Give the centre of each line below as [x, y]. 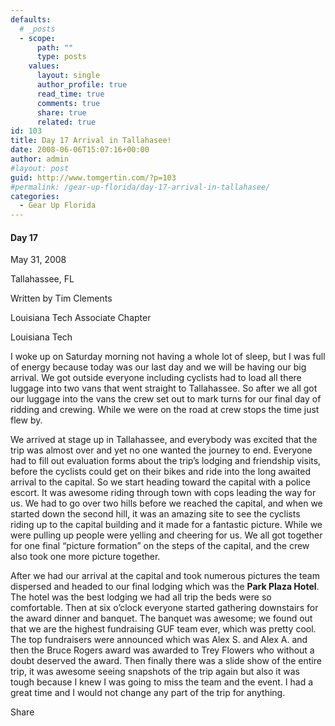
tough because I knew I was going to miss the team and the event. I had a [162, 682]
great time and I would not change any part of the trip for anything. [148, 693]
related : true [66, 122]
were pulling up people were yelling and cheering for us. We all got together [166, 535]
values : [44, 66]
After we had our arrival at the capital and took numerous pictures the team [165, 576]
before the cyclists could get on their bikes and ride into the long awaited [160, 472]
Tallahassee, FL [42, 279]
